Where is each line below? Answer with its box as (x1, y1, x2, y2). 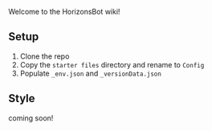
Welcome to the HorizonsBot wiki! (8, 7, 120, 16)
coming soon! (8, 113, 54, 123)
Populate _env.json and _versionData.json (19, 68, 162, 78)
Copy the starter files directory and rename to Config (19, 59, 205, 69)
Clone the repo (19, 51, 70, 61)
